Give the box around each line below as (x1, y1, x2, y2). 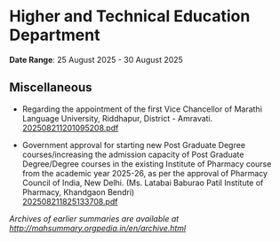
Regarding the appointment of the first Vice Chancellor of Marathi (21, 104, 262, 114)
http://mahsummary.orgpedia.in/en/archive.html (9, 222, 187, 233)
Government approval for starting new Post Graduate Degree (21, 139, 246, 150)
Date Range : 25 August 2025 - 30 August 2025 (9, 54, 184, 65)
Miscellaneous (9, 80, 92, 95)
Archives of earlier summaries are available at (9, 213, 180, 223)
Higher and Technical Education (9, 6, 251, 27)
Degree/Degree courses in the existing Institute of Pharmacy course (21, 158, 272, 169)
